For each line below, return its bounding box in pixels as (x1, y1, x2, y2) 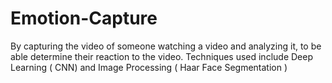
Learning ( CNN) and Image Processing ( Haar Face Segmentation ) (10, 61, 288, 73)
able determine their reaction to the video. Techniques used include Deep (10, 50, 313, 62)
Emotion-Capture (10, 7, 158, 30)
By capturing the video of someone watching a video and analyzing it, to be (10, 40, 322, 52)
